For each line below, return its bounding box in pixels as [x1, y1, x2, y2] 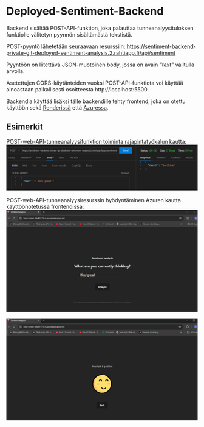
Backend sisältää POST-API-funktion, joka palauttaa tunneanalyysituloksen [6, 24, 194, 32]
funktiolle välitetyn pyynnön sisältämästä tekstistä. [6, 30, 132, 38]
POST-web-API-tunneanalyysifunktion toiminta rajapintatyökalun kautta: [6, 138, 187, 145]
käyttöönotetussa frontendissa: [6, 203, 84, 210]
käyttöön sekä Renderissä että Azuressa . [6, 104, 109, 111]
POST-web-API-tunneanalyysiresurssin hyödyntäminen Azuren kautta [6, 196, 181, 203]
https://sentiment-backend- [126, 43, 196, 50]
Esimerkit [6, 122, 44, 132]
